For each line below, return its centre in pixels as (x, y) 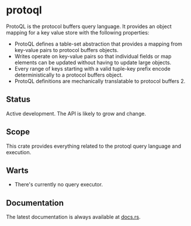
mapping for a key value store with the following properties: (78, 32)
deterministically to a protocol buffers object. (69, 75)
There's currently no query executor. (59, 185)
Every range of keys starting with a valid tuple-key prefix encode (92, 68)
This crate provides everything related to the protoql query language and (94, 146)
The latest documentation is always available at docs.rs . (73, 217)
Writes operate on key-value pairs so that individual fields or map (93, 56)
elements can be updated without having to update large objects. (93, 62)
